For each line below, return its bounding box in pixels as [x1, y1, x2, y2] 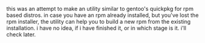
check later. [6, 31, 36, 38]
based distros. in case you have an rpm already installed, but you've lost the [6, 12, 199, 19]
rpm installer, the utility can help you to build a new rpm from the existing [6, 18, 191, 25]
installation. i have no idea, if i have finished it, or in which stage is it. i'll [6, 24, 187, 31]
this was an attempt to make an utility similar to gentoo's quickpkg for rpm [6, 5, 194, 12]
